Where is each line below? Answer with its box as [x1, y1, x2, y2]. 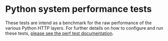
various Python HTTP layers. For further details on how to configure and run [5, 25, 163, 31]
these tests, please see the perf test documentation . [5, 30, 114, 36]
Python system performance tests [5, 3, 152, 15]
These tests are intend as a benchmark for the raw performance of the [5, 20, 152, 26]
